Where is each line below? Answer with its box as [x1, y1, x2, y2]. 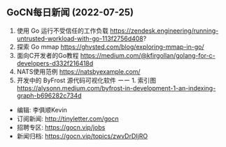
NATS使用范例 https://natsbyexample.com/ [16, 67, 141, 75]
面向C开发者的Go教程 [16, 51, 79, 59]
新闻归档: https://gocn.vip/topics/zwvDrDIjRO [16, 132, 148, 140]
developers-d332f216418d [16, 59, 94, 68]
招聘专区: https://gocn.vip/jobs [16, 123, 106, 131]
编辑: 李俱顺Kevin [16, 105, 68, 114]
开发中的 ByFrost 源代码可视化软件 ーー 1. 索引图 [16, 76, 157, 84]
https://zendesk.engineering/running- [110, 26, 219, 35]
